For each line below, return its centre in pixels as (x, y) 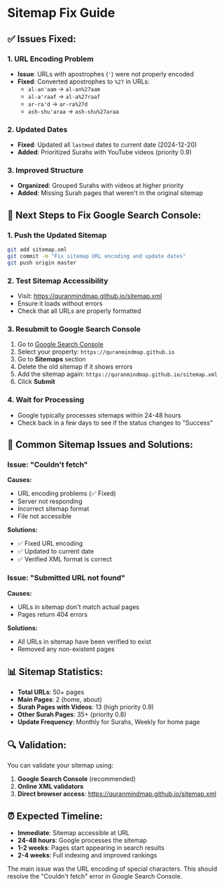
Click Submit (36, 382)
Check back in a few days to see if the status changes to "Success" (115, 422)
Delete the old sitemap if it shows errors (75, 367)
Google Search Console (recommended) (77, 779)
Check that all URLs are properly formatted (79, 311)
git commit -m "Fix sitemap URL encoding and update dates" (97, 256)
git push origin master (42, 262)
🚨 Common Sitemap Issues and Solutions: (100, 445)
